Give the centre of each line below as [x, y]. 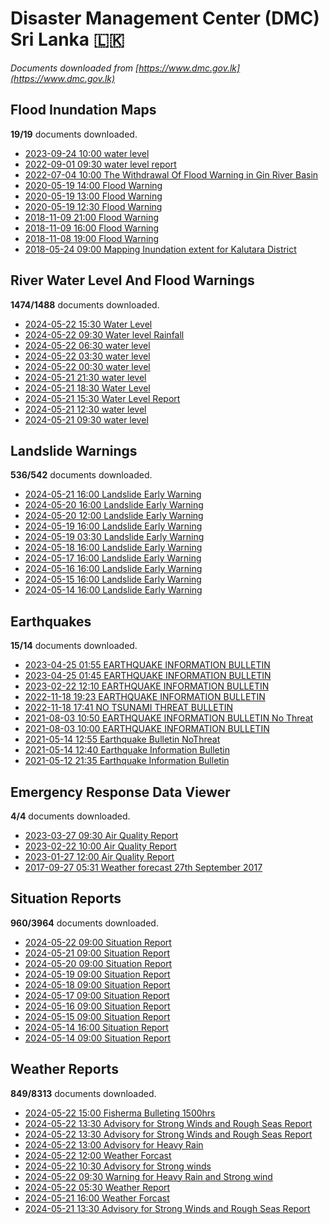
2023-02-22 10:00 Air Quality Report [100, 846]
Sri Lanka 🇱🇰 [67, 39]
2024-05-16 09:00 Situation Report [97, 1006]
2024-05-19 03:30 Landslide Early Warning [114, 537]
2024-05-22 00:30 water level [87, 366]
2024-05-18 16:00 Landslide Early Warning [113, 548]
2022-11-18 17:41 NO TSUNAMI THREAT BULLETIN [129, 708]
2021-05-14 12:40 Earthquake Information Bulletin [127, 750]
